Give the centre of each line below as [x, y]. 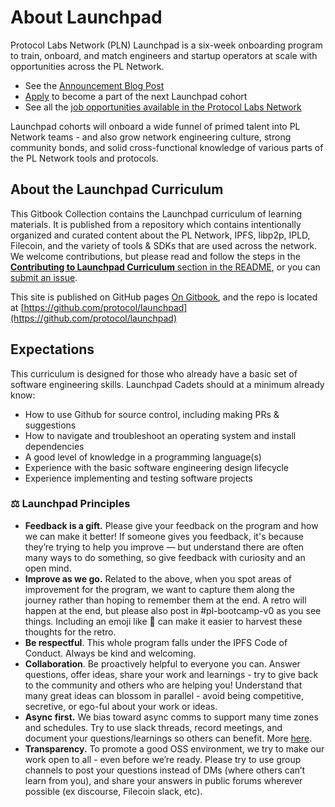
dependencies [54, 446]
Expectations [52, 349]
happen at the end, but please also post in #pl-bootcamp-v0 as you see [173, 610]
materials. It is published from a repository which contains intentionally [156, 224]
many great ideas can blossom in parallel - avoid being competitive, [164, 695]
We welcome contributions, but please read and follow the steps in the [155, 256]
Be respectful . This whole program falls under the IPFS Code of [156, 642]
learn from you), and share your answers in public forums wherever [163, 780]
